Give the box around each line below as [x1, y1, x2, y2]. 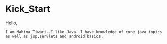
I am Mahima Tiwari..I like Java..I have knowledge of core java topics [5, 29, 162, 34]
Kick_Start [5, 3, 51, 15]
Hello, [5, 20, 18, 26]
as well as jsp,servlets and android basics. [5, 34, 103, 39]
